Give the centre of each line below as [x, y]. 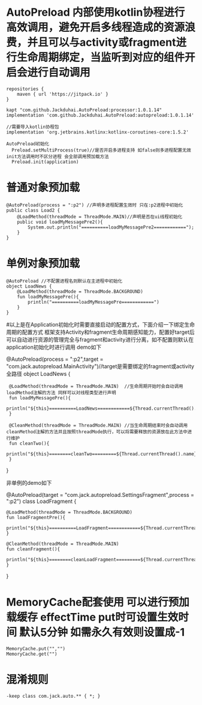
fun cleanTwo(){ [29, 443]
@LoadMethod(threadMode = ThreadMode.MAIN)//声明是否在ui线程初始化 [100, 217]
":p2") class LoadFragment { [41, 501]
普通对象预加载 [43, 188]
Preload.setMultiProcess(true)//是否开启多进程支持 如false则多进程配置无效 [102, 150]
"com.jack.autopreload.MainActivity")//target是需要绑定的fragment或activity [100, 366]
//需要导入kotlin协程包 [33, 127]
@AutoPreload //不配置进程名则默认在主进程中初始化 [64, 281]
